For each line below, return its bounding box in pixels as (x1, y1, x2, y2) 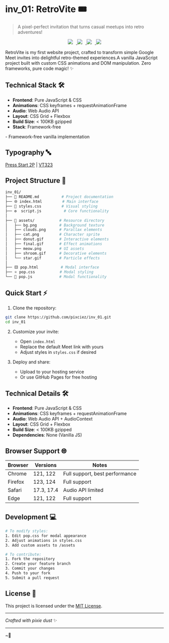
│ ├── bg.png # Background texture (5, 222, 105, 227)
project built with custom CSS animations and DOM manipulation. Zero (5, 60, 151, 66)
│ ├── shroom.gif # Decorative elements (5, 251, 107, 256)
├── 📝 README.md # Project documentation (5, 195, 114, 200)
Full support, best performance (63, 470, 137, 477)
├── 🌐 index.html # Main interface (5, 199, 99, 204)
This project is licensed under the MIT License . (5, 603, 103, 609)
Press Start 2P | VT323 (5, 162, 53, 168)
